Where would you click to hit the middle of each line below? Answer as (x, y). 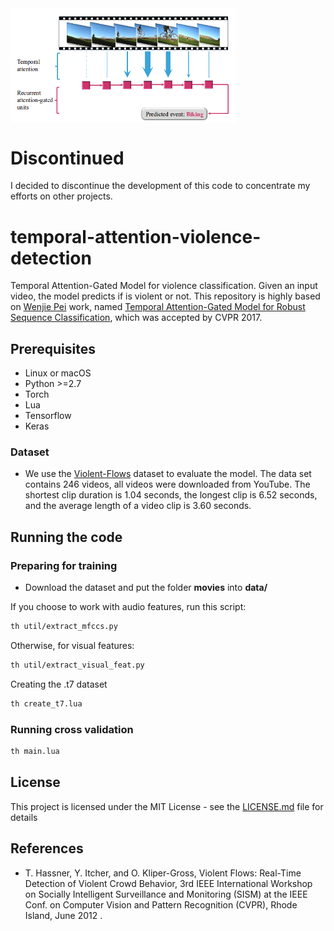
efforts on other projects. (61, 196)
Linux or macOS (58, 373)
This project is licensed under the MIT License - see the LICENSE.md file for (167, 806)
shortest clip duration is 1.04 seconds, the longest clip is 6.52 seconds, (171, 495)
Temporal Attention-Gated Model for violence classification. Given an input (164, 286)
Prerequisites (53, 348)
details (24, 817)
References (47, 848)
